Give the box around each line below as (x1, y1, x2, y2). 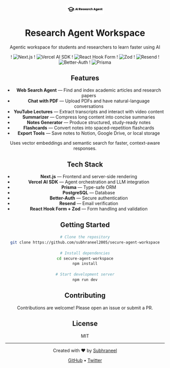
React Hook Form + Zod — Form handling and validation (30, 206, 148, 212)
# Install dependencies (60, 251, 110, 256)
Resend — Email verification (59, 200, 118, 207)
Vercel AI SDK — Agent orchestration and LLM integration (28, 179, 150, 185)
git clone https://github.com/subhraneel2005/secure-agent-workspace (10, 239, 160, 245)
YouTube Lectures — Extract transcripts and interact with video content (13, 109, 164, 115)
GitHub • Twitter (68, 357, 102, 363)
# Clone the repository (60, 234, 110, 240)
